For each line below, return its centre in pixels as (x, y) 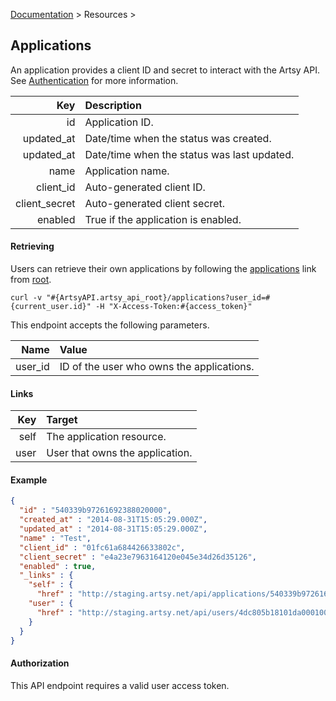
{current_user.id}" (51, 307)
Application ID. (119, 122)
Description (113, 105)
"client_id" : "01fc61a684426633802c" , (102, 547)
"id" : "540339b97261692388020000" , (95, 510)
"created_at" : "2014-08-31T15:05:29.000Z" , (113, 520)
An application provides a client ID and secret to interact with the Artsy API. (165, 70)
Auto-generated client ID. (145, 187)
